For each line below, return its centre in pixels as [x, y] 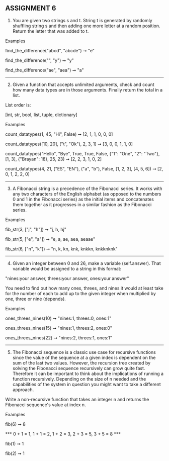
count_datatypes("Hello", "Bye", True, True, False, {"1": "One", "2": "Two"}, [82, 153]
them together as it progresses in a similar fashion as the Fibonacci [82, 204]
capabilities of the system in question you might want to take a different [87, 384]
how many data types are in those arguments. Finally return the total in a [88, 89]
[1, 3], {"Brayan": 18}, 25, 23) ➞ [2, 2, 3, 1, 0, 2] [54, 159]
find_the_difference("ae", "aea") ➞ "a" [45, 70]
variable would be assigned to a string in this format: [67, 268]
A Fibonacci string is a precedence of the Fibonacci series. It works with [87, 189]
